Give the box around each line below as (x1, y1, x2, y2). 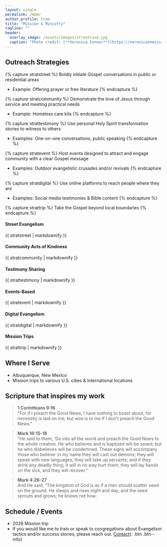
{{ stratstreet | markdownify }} (5, 232, 67, 238)
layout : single (5, 7, 37, 12)
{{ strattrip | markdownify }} (5, 344, 62, 351)
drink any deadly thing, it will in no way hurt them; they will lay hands (17, 462, 159, 468)
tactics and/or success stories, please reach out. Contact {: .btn (12, 531, 142, 537)
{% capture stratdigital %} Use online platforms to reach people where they (5, 180, 160, 186)
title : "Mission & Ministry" (5, 21, 66, 26)
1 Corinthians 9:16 (17, 405, 56, 411)
